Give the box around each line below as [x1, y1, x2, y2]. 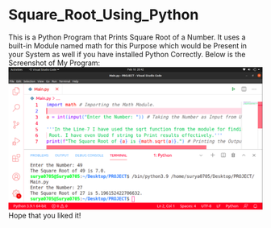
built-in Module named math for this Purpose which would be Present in [8, 40, 248, 50]
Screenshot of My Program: [8, 58, 101, 68]
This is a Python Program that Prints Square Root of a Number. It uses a [8, 32, 246, 42]
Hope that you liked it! [8, 210, 81, 220]
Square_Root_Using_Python [8, 6, 199, 24]
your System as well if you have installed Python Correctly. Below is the [8, 49, 246, 59]
